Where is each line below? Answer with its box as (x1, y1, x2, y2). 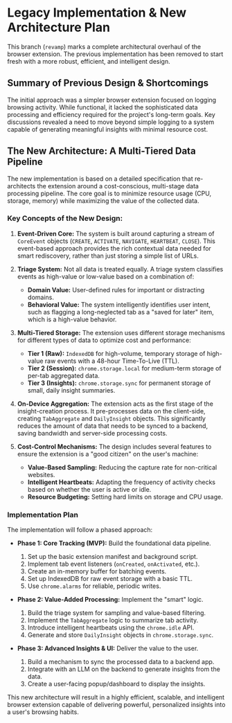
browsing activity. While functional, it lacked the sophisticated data (7, 102, 199, 111)
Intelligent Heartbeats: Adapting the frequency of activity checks (27, 478, 216, 486)
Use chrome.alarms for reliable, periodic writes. (27, 582, 161, 590)
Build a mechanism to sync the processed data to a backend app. (27, 658, 215, 666)
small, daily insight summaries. (27, 386, 116, 394)
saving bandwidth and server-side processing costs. (17, 429, 168, 437)
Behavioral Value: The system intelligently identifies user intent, (27, 300, 211, 309)
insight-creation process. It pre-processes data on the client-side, (17, 407, 206, 415)
